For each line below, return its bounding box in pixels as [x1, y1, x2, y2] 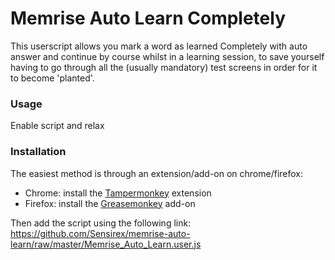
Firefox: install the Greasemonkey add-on [24, 197, 196, 209]
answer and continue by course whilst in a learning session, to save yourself [10, 50, 325, 62]
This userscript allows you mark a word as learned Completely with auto [10, 40, 308, 52]
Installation [10, 145, 67, 159]
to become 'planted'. [10, 72, 95, 84]
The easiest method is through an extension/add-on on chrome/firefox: [10, 167, 304, 179]
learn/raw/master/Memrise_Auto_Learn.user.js [10, 238, 202, 250]
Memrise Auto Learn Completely [10, 7, 287, 30]
